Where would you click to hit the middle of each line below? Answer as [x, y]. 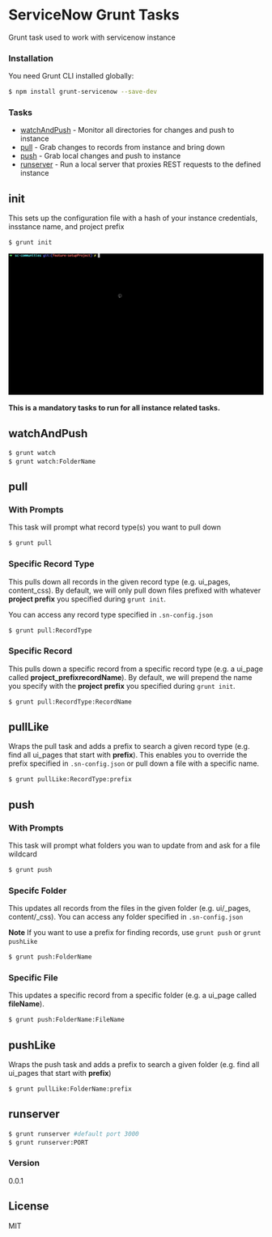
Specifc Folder [38, 891]
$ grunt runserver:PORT [49, 1142]
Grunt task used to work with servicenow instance [92, 37]
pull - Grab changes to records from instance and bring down [122, 147]
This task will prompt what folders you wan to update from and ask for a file [134, 845]
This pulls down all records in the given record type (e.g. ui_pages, [119, 581]
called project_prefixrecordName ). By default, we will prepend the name [130, 677]
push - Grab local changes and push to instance [100, 156]
